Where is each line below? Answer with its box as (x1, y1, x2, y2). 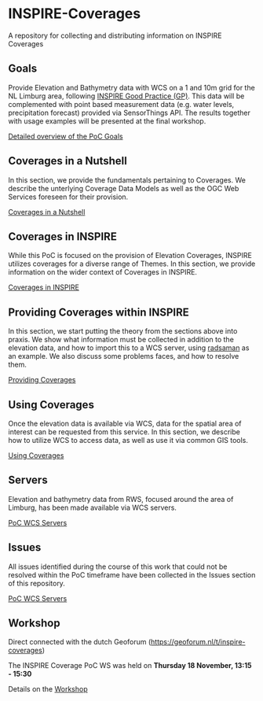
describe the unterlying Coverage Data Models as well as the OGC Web (8, 183, 239, 193)
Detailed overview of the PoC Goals (8, 131, 123, 141)
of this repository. (8, 578, 65, 588)
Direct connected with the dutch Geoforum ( (8, 637, 152, 647)
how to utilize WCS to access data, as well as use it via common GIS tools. (8, 436, 249, 445)
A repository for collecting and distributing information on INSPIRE (8, 31, 222, 40)
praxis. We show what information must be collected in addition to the (8, 335, 234, 345)
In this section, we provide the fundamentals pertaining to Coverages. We (8, 175, 246, 185)
